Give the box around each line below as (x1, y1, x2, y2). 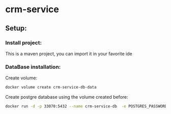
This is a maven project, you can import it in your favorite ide (5, 50, 132, 56)
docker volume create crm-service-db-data (5, 85, 97, 90)
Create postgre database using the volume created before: (5, 94, 128, 100)
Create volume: (5, 75, 38, 81)
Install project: (5, 39, 42, 46)
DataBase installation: (5, 63, 61, 70)
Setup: (5, 24, 27, 33)
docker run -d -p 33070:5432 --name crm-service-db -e (5, 104, 126, 109)
